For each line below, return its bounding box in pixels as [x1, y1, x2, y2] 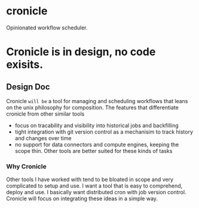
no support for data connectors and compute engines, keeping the [14, 141, 179, 148]
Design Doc [6, 82, 50, 92]
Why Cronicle [6, 162, 47, 170]
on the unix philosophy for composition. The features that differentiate [6, 104, 179, 111]
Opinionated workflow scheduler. [6, 24, 88, 31]
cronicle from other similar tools [6, 110, 85, 117]
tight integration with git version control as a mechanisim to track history [14, 128, 193, 135]
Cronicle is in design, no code [6, 45, 156, 59]
